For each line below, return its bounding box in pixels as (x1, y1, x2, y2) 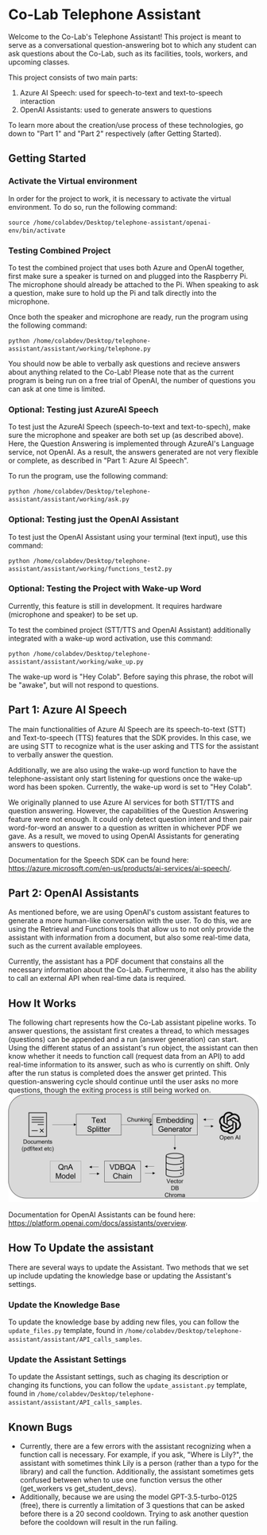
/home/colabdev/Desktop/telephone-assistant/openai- (33, 219, 212, 227)
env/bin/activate (8, 227, 66, 235)
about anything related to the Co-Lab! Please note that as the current (8, 367, 234, 377)
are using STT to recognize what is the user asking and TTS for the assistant (8, 741, 259, 750)
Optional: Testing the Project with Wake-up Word (8, 583, 202, 594)
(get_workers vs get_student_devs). (19, 1484, 137, 1494)
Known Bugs (8, 1421, 73, 1434)
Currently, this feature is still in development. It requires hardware (8, 601, 222, 611)
